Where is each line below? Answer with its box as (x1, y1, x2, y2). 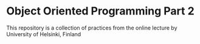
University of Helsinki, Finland (6, 30, 81, 37)
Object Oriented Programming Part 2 (6, 4, 195, 18)
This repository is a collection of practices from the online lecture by (6, 24, 178, 31)
